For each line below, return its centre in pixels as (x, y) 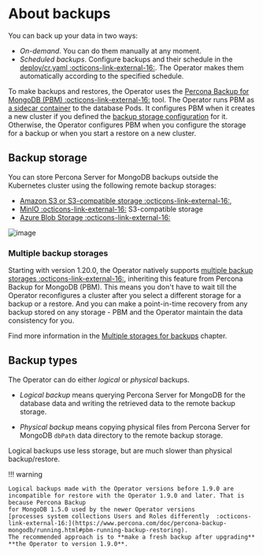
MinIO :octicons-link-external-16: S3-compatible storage (111, 209)
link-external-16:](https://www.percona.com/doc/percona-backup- (117, 523)
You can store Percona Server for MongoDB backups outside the (113, 177)
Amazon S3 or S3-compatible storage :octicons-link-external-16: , (126, 200)
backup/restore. (34, 459)
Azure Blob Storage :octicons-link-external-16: (95, 217)
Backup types (43, 361)
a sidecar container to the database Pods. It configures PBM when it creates (132, 108)
